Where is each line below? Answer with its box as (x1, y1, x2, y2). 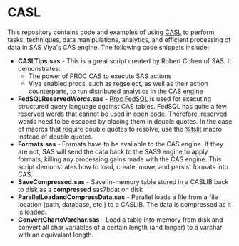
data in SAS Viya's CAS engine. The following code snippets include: (7, 43, 210, 51)
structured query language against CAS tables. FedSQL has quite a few (17, 102, 227, 110)
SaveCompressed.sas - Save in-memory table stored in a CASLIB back (17, 177, 229, 186)
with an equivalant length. (17, 230, 94, 239)
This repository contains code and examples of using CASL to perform (7, 28, 215, 36)
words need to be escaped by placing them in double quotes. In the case (17, 117, 233, 125)
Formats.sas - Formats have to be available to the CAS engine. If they (17, 139, 223, 148)
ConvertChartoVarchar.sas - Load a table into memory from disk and (17, 215, 223, 224)
